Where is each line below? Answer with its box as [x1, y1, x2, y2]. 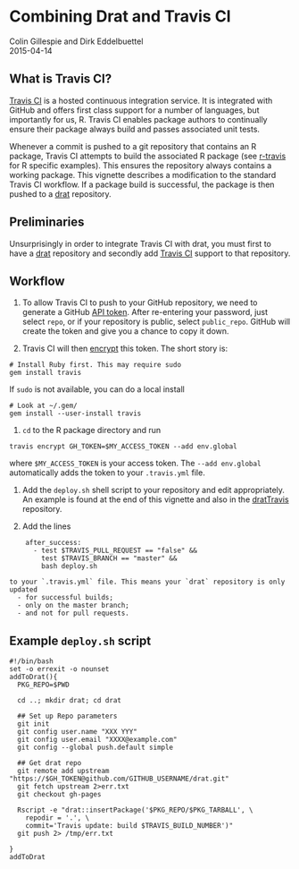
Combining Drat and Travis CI [9, 6, 231, 27]
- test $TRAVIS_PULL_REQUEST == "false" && [32, 546, 198, 556]
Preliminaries [9, 215, 85, 230]
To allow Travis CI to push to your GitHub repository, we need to [21, 297, 258, 308]
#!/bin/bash [9, 657, 54, 666]
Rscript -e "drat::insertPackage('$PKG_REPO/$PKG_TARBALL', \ [17, 805, 253, 815]
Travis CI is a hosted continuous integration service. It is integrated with [9, 95, 273, 106]
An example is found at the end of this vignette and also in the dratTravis [21, 494, 289, 505]
